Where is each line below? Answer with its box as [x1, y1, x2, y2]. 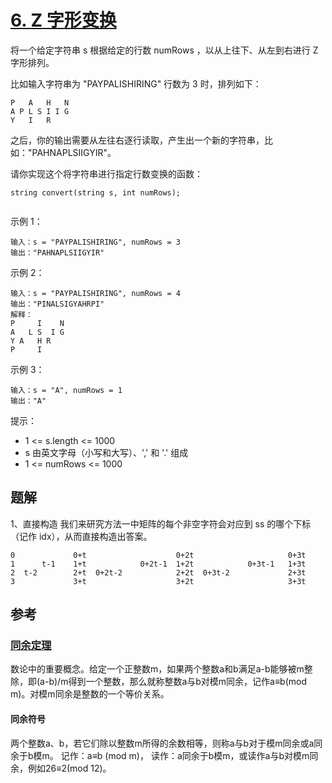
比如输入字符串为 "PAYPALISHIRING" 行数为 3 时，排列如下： [10, 77, 262, 90]
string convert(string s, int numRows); [10, 187, 182, 198]
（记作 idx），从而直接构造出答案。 [10, 530, 153, 542]
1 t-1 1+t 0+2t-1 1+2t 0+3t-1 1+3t [10, 559, 307, 569]
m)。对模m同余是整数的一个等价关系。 [10, 688, 170, 700]
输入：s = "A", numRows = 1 [10, 385, 123, 395]
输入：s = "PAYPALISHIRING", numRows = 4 [10, 288, 181, 298]
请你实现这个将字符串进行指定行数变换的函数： [10, 167, 203, 180]
